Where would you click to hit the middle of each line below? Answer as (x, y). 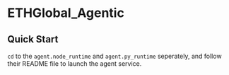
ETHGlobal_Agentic (66, 13)
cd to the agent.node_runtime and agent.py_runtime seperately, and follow (114, 56)
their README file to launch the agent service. (75, 64)
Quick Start (33, 39)
